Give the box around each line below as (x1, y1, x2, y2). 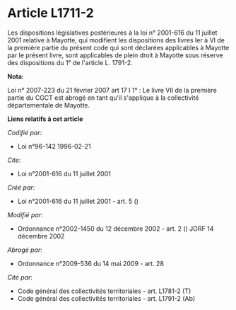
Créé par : (7, 183, 35, 192)
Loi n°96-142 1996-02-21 (17, 142, 91, 150)
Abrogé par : (7, 246, 42, 254)
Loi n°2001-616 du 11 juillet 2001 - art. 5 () (17, 197, 139, 205)
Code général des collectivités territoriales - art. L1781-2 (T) (17, 287, 191, 295)
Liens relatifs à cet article (7, 115, 83, 123)
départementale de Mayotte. (7, 101, 90, 109)
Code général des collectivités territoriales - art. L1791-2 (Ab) (17, 294, 196, 302)
